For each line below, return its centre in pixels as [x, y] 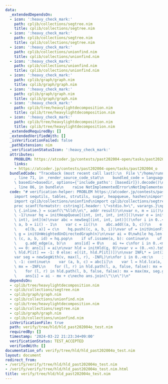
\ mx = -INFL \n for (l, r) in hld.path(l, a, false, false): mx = [88, 267]
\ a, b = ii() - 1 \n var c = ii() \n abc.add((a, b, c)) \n [82, 225]
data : [11, 10]
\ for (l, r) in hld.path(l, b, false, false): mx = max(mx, [82, 271]
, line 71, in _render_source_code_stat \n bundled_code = [79, 178]
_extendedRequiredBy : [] [35, 131]
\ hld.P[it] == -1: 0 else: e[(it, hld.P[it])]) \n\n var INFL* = [82, 252]
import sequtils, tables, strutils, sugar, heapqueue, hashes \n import [89, 196]
